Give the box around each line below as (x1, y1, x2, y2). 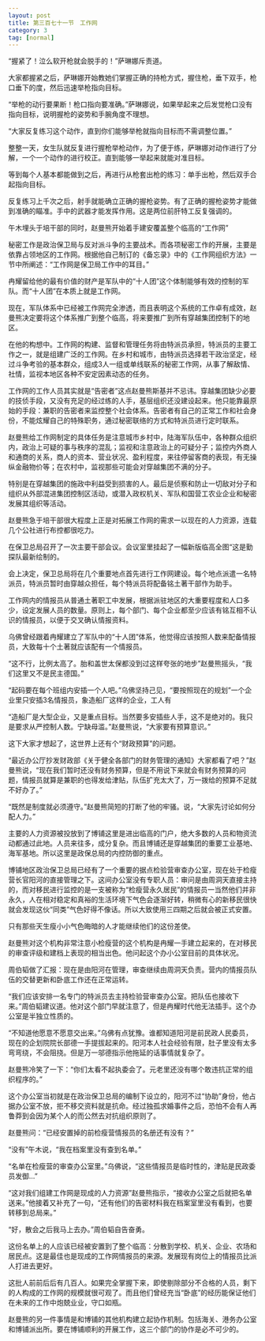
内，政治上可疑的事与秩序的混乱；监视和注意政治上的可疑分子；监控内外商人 (8, 443, 257, 452)
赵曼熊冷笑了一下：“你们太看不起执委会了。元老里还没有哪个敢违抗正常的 (8, 1064, 247, 1075)
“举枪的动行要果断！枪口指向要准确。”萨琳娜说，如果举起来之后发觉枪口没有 (8, 100, 253, 109)
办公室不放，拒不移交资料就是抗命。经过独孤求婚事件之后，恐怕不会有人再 (14, 1102, 257, 1111)
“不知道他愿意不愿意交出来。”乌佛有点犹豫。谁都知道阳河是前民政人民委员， (8, 1028, 253, 1038)
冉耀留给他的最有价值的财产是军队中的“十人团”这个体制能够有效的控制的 (8, 277, 243, 286)
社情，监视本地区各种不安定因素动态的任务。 (8, 369, 154, 379)
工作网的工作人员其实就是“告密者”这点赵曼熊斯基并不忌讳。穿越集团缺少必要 (8, 386, 256, 396)
